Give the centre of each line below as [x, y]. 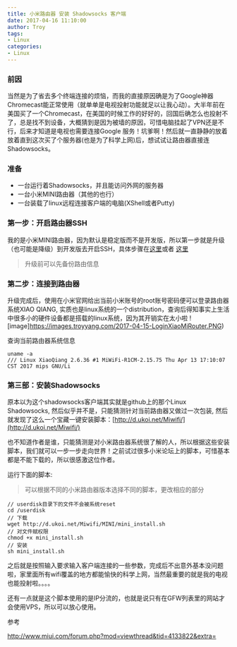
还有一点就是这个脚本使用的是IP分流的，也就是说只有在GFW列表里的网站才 [116, 598]
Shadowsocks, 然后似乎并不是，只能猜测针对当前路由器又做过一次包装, [111, 411]
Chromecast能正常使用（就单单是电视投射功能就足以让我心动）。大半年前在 [116, 105]
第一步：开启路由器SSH [47, 223]
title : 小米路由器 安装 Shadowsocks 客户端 [67, 14]
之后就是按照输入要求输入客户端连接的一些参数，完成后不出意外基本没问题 [115, 566]
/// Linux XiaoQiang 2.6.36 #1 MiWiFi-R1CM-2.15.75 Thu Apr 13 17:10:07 [116, 361]
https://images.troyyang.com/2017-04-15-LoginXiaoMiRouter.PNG [126, 326]
